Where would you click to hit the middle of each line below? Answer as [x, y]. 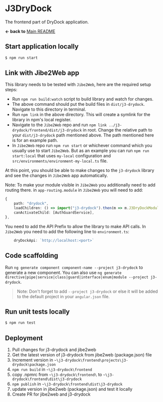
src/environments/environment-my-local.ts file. [60, 161]
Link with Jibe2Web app [42, 73]
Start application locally [42, 47]
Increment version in [33, 360]
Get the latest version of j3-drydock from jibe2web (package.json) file [82, 355]
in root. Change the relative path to [118, 130]
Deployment [24, 338]
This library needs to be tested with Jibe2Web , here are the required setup [78, 84]
